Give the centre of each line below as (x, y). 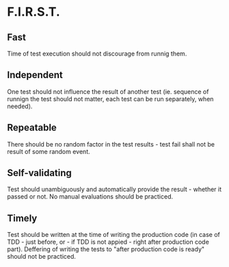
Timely (22, 218)
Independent (35, 75)
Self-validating (39, 173)
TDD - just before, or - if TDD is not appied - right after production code (108, 242)
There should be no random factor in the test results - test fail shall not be (111, 144)
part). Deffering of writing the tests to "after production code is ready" (106, 249)
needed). (20, 106)
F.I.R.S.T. (33, 12)
